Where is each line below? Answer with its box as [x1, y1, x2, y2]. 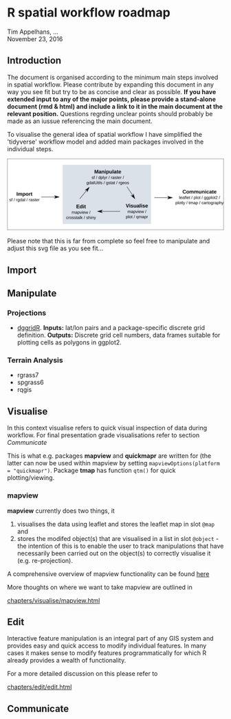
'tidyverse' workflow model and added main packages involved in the [7, 137, 204, 146]
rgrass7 [16, 371, 39, 379]
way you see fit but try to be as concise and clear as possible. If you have [7, 87, 217, 96]
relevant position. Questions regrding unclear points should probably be [7, 109, 213, 118]
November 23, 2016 [7, 34, 63, 43]
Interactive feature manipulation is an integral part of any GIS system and [7, 634, 214, 643]
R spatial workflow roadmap [7, 5, 170, 21]
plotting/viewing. [7, 474, 55, 482]
